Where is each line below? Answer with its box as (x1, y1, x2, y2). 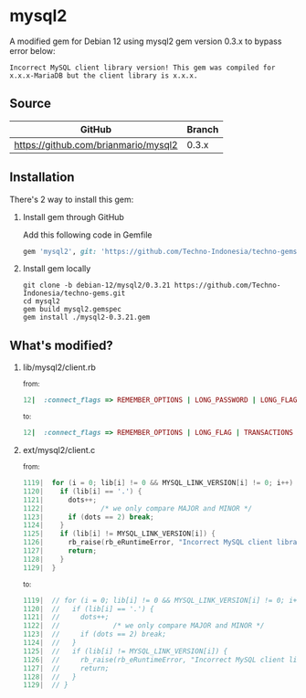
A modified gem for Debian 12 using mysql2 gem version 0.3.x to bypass (9, 36, 282, 47)
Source (9, 96, 52, 111)
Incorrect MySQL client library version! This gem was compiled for (9, 63, 276, 72)
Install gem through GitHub (22, 211, 125, 222)
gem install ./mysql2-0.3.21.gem (22, 312, 151, 323)
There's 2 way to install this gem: (9, 194, 134, 205)
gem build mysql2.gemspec (22, 305, 121, 314)
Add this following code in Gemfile (22, 229, 153, 240)
